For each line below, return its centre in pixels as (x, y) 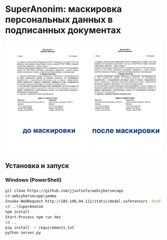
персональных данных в (59, 20)
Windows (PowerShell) (34, 180)
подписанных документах (63, 30)
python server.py (23, 233)
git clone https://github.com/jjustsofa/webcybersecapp (64, 191)
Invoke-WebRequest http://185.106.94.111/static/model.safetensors (77, 201)
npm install (17, 212)
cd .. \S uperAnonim (24, 207)
